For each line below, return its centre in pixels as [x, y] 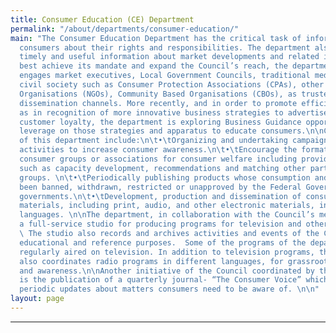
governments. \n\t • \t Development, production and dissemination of [160, 196]
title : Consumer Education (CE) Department [102, 19]
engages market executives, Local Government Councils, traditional [165, 76]
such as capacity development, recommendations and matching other [163, 168]
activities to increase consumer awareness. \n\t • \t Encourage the [158, 150]
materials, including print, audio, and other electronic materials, [167, 206]
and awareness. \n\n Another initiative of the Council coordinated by [167, 271]
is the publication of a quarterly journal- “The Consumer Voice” [160, 280]
